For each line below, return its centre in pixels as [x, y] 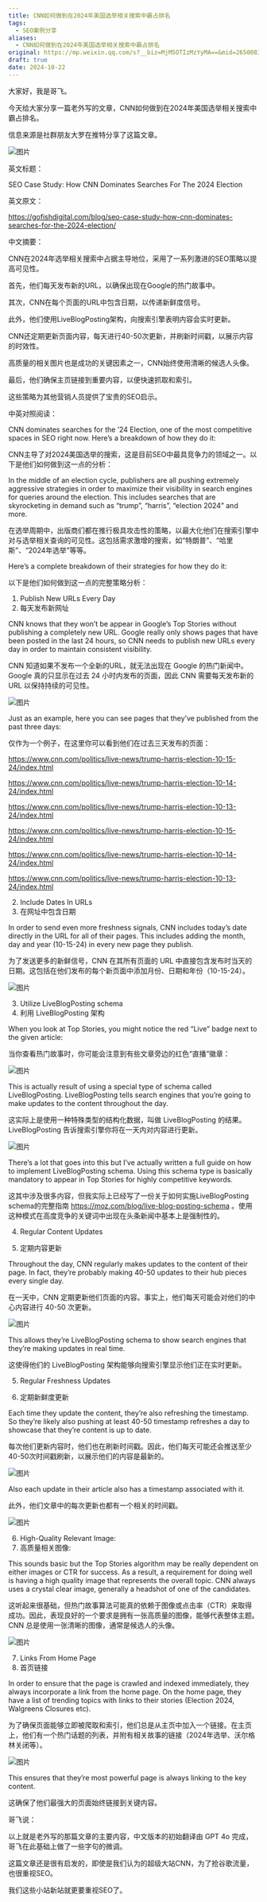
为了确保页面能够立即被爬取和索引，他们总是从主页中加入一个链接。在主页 [130, 1725]
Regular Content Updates [61, 1231]
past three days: [35, 726]
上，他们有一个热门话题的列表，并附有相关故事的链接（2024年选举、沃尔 [128, 1735]
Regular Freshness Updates [65, 1380]
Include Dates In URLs [56, 902]
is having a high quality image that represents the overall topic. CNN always [132, 1580]
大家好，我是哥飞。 [40, 91]
